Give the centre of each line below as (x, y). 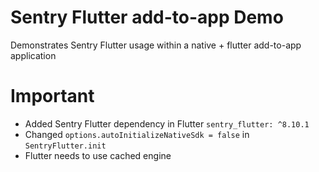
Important (52, 96)
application (33, 55)
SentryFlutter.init (65, 146)
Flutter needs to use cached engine (98, 155)
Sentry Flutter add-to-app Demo (147, 17)
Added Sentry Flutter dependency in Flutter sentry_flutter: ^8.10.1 (167, 123)
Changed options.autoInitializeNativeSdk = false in (137, 134)
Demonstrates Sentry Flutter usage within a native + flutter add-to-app (156, 45)
